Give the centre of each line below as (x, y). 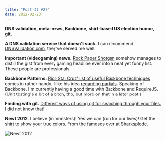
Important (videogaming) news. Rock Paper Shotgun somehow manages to (83, 58)
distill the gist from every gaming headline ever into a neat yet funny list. (79, 63)
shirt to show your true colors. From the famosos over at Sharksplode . (77, 124)
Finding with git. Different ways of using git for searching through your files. (83, 103)
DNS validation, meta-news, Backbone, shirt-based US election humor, (80, 28)
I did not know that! (25, 109)
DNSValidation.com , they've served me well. (50, 48)
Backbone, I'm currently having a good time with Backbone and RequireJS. (82, 89)
